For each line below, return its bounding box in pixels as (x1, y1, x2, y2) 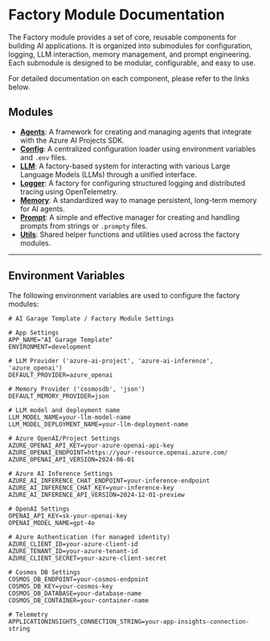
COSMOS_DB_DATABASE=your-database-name (8, 589, 142, 598)
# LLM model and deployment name (8, 406, 121, 414)
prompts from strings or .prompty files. (19, 221, 148, 230)
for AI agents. (19, 204, 66, 213)
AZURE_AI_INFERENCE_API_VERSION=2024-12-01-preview (8, 490, 185, 498)
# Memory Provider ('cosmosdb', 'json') (8, 385, 146, 393)
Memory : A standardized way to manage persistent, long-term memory (19, 195, 257, 205)
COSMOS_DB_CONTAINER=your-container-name (8, 596, 149, 605)
